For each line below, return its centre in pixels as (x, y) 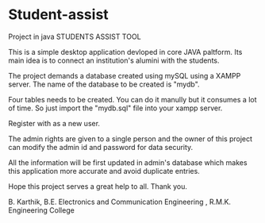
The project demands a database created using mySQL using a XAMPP (125, 75)
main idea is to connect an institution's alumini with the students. (114, 60)
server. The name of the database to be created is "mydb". (104, 84)
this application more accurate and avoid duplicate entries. (104, 171)
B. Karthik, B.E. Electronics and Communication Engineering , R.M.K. (120, 202)
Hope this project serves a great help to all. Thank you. (98, 186)
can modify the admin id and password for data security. (101, 147)
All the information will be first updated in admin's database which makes (128, 162)
